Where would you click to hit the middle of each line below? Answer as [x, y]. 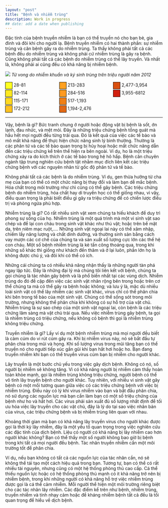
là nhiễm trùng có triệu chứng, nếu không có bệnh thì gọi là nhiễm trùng [79, 318]
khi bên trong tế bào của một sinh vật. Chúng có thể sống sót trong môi [79, 297]
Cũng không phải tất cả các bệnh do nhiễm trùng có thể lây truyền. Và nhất [82, 59]
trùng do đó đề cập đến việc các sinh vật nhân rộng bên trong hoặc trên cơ [83, 281]
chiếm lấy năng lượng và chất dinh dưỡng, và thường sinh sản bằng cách [80, 234]
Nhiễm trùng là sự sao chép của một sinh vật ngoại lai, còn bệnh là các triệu [83, 308]
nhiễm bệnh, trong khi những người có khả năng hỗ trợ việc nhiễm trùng [79, 479]
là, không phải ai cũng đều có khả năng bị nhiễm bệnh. [62, 64]
